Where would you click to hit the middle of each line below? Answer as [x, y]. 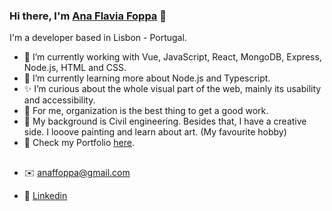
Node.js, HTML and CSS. [75, 68]
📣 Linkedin [45, 195]
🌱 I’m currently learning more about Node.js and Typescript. [147, 78]
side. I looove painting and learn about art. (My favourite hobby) [155, 132]
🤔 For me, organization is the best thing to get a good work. [146, 111]
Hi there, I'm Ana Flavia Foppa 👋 [88, 16]
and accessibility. [59, 100]
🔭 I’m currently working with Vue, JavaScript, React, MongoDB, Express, [172, 57]
